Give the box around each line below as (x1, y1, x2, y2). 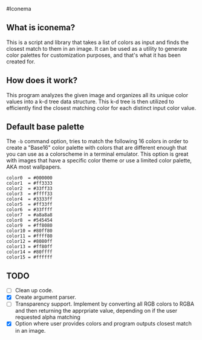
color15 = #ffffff (6, 254, 53, 260)
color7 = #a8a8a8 (6, 212, 53, 218)
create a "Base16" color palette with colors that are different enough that (6, 144, 187, 152)
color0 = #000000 (6, 175, 53, 181)
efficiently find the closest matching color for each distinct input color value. (6, 104, 197, 111)
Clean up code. (15, 287, 53, 294)
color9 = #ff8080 (6, 223, 53, 229)
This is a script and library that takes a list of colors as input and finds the (6, 39, 189, 46)
